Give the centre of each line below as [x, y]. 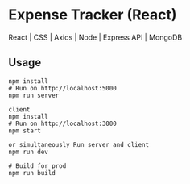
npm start [25, 131]
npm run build [32, 173]
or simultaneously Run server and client [79, 144]
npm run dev [28, 152]
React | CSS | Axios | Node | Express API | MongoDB [95, 37]
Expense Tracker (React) [93, 15]
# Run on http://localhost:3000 [62, 123]
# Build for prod [37, 166]
